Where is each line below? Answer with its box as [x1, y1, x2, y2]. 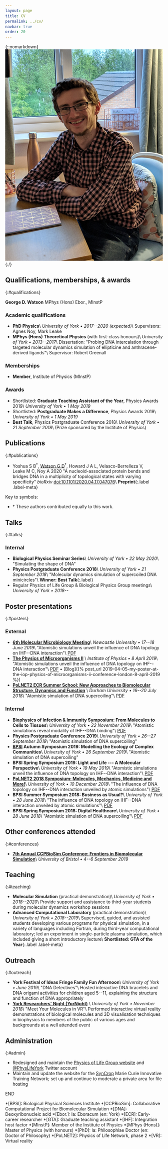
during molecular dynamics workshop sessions [12, 904, 110, 910]
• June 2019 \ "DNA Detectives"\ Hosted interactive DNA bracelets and [12, 985, 158, 991]
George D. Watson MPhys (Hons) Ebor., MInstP [5, 299, 103, 305]
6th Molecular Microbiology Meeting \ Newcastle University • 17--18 [12, 639, 154, 645]
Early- [138, 1111, 151, 1117]
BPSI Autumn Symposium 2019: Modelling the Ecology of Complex [12, 743, 154, 749]
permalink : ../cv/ [5, 19, 43, 24]
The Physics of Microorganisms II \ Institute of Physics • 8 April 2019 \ [12, 655, 158, 661]
